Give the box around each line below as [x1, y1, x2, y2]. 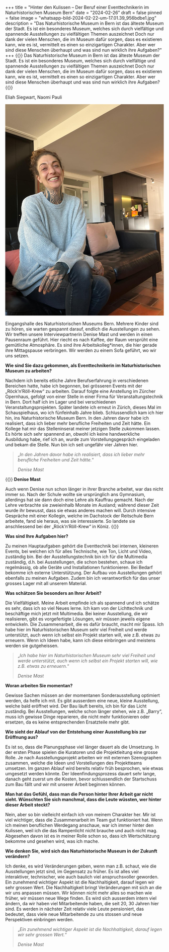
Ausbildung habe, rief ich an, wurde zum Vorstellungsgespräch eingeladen [5, 436, 160, 442]
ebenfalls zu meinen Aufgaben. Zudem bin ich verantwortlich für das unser [5, 575, 160, 581]
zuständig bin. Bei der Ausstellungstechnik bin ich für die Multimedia [5, 553, 147, 560]
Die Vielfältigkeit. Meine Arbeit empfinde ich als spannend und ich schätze [5, 600, 159, 606]
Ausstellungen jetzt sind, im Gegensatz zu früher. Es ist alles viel [5, 868, 139, 875]
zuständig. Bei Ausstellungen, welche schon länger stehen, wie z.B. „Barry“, [5, 708, 162, 714]
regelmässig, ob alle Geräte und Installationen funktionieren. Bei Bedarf [5, 565, 153, 570]
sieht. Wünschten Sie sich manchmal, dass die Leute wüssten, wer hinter [5, 797, 161, 802]
